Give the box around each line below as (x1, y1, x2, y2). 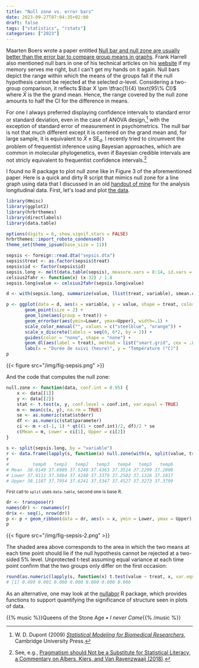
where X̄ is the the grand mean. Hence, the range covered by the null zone (6, 91, 188, 98)
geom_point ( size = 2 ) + (24, 307, 84, 313)
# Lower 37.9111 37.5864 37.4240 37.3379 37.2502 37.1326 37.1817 (6, 472, 174, 479)
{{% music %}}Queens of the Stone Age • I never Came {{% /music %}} (6, 614, 181, 621)
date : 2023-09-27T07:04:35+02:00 (6, 14, 89, 20)
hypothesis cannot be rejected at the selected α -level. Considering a (6, 78, 174, 86)
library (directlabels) (6, 215, 62, 220)
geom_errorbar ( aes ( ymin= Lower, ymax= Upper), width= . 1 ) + (24, 318, 168, 324)
